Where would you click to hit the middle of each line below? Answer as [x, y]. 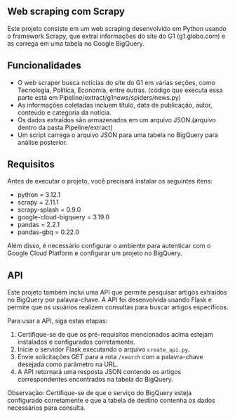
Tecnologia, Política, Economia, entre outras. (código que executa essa [120, 90]
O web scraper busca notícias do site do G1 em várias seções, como [116, 82]
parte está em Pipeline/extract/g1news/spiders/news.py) [99, 97]
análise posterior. [42, 142]
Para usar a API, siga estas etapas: [57, 321]
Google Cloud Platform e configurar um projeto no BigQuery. [95, 253]
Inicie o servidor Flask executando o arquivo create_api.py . [103, 349]
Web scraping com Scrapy [66, 12]
